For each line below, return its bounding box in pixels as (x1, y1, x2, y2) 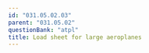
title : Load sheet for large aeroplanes (8, 33, 143, 41)
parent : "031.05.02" (8, 19, 76, 26)
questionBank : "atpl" (8, 26, 79, 34)
